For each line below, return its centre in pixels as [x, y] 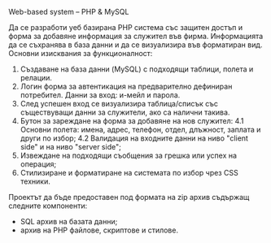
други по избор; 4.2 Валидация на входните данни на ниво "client [134, 138]
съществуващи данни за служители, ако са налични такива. [125, 112]
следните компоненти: [48, 206]
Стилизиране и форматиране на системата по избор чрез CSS [129, 173]
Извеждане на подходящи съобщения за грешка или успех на [129, 155]
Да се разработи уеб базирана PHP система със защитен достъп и [125, 27]
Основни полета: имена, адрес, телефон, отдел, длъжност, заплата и [140, 130]
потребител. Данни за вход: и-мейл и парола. [100, 95]
